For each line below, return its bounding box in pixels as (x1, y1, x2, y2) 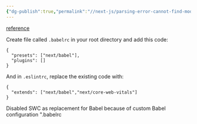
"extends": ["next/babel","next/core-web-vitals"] (11, 89, 138, 95)
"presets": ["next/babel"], (11, 52, 80, 58)
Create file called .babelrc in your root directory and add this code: (6, 36, 168, 43)
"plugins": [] (11, 57, 46, 63)
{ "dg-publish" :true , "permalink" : (6, 8, 88, 15)
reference (6, 25, 30, 32)
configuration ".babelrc (6, 111, 62, 118)
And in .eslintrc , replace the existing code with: (6, 73, 124, 80)
